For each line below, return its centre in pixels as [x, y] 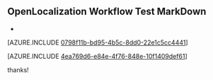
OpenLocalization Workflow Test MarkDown [107, 12]
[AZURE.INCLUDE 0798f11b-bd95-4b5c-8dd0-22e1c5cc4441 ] [98, 42]
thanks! [18, 69]
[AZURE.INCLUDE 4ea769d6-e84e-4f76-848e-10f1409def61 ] [97, 56]
